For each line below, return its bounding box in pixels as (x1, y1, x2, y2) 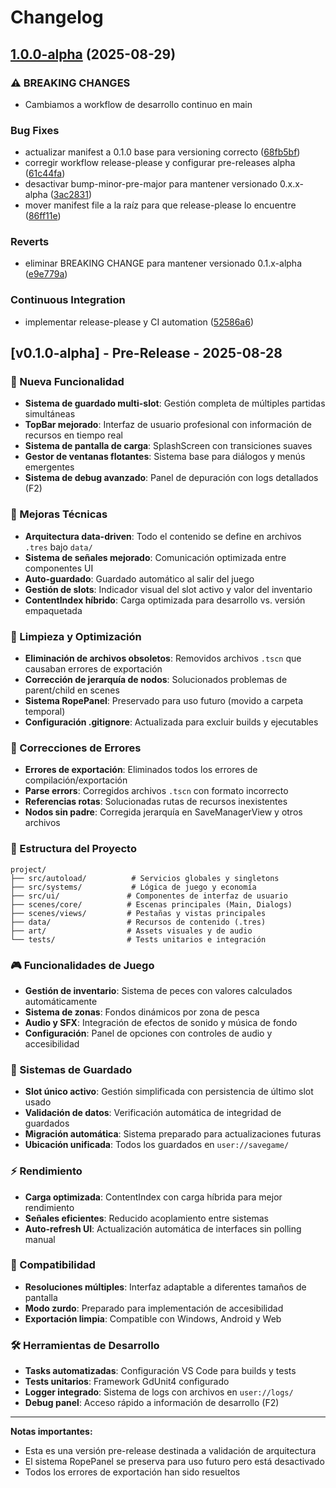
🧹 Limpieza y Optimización (10, 629, 142, 643)
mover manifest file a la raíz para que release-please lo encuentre (24, 199, 297, 211)
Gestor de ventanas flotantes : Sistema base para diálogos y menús (24, 451, 306, 463)
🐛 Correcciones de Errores (10, 741, 142, 755)
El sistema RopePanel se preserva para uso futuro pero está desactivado (24, 1456, 325, 1468)
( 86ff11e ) (24, 210, 62, 222)
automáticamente (24, 995, 98, 1007)
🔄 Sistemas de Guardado (10, 1062, 133, 1076)
